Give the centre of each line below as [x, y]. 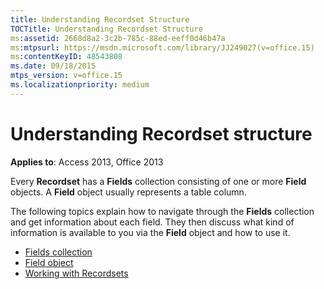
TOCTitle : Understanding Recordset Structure [106, 29]
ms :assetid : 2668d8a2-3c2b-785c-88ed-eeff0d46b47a [118, 38]
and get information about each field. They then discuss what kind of [152, 222]
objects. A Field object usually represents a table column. [128, 192]
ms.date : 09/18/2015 [53, 66]
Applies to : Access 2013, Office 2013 [87, 162]
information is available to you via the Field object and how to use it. [150, 232]
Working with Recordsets [76, 273]
